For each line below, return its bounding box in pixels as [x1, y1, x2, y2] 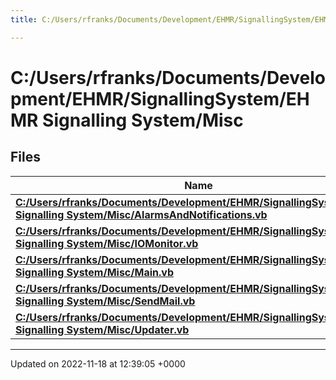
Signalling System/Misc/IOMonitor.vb [15, 236, 199, 250]
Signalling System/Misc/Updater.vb [15, 322, 190, 336]
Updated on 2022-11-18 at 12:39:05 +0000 [10, 357, 186, 370]
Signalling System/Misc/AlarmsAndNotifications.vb [15, 207, 268, 221]
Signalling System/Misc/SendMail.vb [15, 294, 196, 308]
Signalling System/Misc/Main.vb [15, 265, 174, 279]
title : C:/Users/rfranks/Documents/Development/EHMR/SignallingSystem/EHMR [10, 14, 333, 25]
